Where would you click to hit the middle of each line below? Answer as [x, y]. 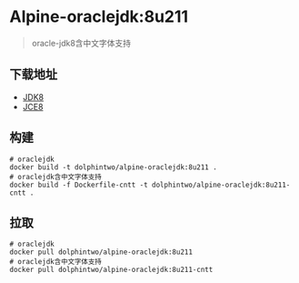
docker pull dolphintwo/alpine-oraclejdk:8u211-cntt [111, 270]
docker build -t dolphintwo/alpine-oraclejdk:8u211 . [114, 167]
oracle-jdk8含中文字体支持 [81, 43]
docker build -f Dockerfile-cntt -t [79, 185]
